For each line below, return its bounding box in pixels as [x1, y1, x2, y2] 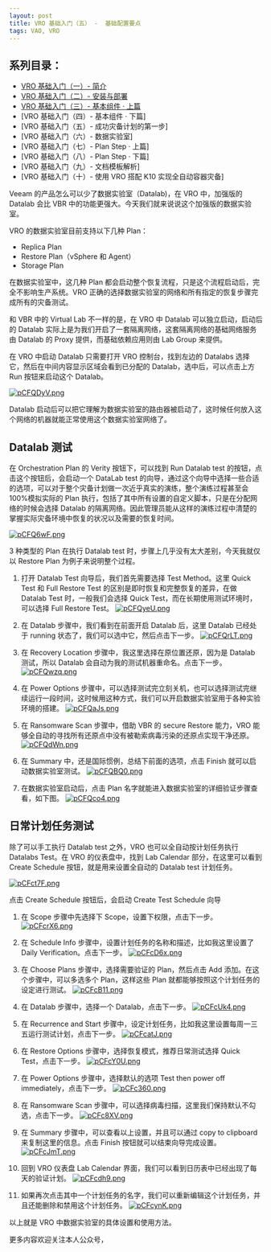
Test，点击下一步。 [20, 1056, 85, 1065]
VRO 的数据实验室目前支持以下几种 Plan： [9, 226, 148, 236]
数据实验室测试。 [27, 766, 85, 776]
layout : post [9, 11, 53, 20]
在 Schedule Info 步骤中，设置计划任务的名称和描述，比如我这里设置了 [20, 938, 254, 947]
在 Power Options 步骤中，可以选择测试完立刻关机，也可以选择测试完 [20, 683, 250, 692]
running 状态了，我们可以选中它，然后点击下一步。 [30, 630, 199, 640]
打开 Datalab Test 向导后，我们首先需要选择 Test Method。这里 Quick [20, 573, 252, 583]
